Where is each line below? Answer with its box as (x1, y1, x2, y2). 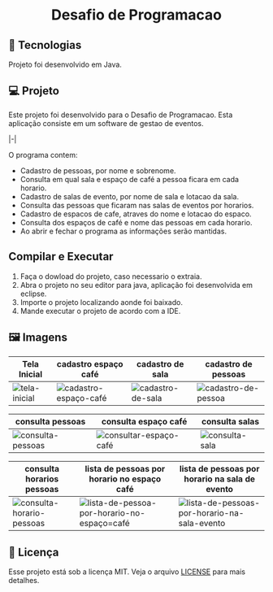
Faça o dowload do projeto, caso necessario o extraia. (19, 271, 202, 281)
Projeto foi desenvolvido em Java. (8, 59, 122, 69)
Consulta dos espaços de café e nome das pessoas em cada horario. (19, 217, 253, 227)
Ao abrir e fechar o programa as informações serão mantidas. (19, 226, 227, 236)
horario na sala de (184, 473, 256, 485)
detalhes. (8, 576, 40, 585)
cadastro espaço (56, 359, 123, 370)
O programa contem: (8, 150, 78, 159)
